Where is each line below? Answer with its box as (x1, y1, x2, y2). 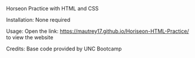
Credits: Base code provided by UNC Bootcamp (6, 45, 122, 52)
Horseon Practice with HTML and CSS (6, 5, 99, 12)
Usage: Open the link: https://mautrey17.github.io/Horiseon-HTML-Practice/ (6, 28, 190, 35)
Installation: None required (6, 16, 71, 23)
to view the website (6, 34, 54, 40)
